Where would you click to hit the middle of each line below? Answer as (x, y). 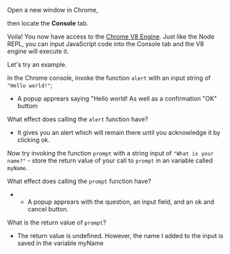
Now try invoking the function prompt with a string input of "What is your (111, 153)
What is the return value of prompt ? (57, 222)
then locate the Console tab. (48, 23)
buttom (27, 106)
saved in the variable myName (60, 243)
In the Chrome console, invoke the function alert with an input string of (109, 78)
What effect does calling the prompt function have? (79, 181)
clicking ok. (33, 140)
